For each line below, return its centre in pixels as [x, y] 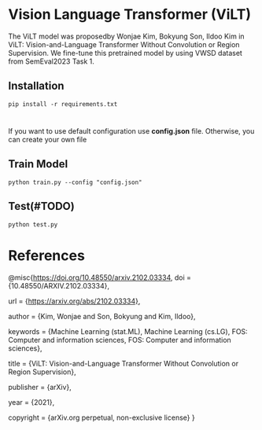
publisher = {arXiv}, [40, 387]
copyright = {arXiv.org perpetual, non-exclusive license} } [101, 417]
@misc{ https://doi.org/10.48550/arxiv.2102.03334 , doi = [100, 277]
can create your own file [48, 139]
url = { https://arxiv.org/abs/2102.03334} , [74, 301]
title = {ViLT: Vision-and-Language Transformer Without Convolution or [123, 363]
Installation [36, 86]
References [46, 255]
